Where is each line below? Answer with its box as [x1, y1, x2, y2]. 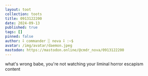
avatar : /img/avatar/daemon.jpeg [5, 43, 73, 48]
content [5, 66, 21, 72]
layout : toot [5, 7, 31, 12]
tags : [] [5, 30, 23, 34]
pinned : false [5, 34, 34, 39]
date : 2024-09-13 [5, 20, 40, 26]
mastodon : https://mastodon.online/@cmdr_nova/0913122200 [5, 47, 124, 52]
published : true [5, 25, 38, 30]
